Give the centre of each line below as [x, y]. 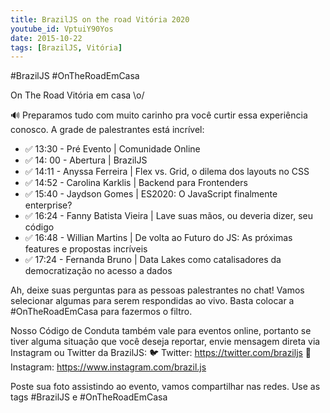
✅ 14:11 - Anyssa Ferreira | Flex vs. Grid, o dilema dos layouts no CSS [167, 172]
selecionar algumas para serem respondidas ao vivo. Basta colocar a [152, 301]
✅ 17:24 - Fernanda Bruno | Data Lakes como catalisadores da [153, 260]
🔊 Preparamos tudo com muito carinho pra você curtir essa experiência [159, 115]
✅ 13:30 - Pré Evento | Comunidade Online [112, 149]
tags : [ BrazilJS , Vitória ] [66, 47]
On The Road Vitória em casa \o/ [77, 95]
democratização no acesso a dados [98, 271]
